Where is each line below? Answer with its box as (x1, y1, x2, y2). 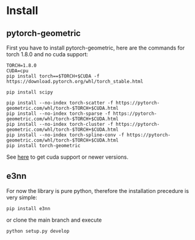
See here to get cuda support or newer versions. (6, 153, 128, 161)
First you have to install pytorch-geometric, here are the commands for (6, 44, 185, 51)
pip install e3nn (6, 205, 51, 211)
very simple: (6, 194, 38, 201)
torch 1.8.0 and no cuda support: (6, 51, 89, 58)
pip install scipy (6, 89, 53, 95)
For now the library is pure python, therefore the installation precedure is (6, 187, 189, 194)
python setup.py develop (6, 228, 70, 234)
